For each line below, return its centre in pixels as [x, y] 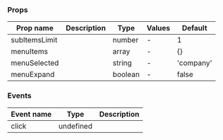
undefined [76, 126]
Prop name [35, 28]
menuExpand [33, 74]
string [122, 63]
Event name [31, 114]
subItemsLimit [34, 40]
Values [158, 28]
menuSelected [35, 63]
